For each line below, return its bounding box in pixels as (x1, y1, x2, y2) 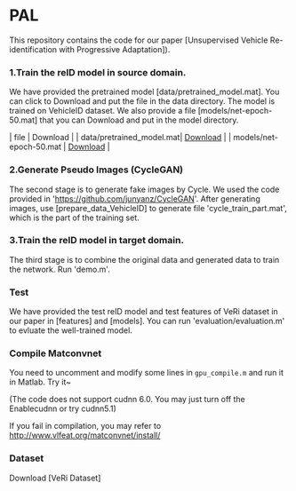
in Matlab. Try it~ (9, 376, 71, 387)
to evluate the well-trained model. (9, 325, 133, 336)
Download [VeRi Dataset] (9, 472, 101, 483)
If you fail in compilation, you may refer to (9, 421, 162, 432)
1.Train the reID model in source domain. (9, 66, 187, 78)
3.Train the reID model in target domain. (9, 234, 185, 247)
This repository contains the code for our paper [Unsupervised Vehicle (9, 35, 268, 45)
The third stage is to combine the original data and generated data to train (9, 254, 280, 265)
